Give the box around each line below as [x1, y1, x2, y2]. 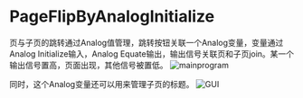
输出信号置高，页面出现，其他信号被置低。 [9, 59, 168, 70]
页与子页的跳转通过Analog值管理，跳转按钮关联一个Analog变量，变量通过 [9, 37, 284, 48]
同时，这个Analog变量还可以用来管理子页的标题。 [9, 78, 194, 89]
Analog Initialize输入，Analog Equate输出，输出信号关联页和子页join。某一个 [9, 48, 295, 59]
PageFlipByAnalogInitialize [9, 6, 215, 27]
